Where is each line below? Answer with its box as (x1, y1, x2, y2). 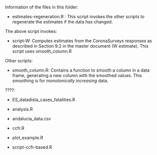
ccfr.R (12, 125, 24, 131)
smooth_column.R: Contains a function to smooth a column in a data (12, 67, 150, 73)
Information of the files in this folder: (5, 4, 79, 10)
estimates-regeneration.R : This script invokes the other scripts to (12, 14, 145, 19)
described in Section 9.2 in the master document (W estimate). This (12, 43, 149, 49)
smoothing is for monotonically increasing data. (12, 78, 109, 83)
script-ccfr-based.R (12, 144, 52, 150)
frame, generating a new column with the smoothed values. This (12, 73, 142, 78)
